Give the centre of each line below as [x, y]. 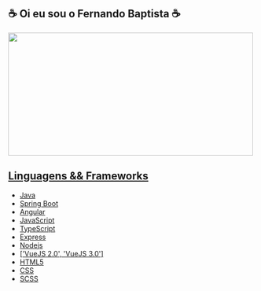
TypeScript [37, 228]
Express [33, 237]
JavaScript [37, 220]
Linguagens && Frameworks [78, 176]
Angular [32, 212]
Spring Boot [39, 203]
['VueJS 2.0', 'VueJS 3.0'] [61, 253]
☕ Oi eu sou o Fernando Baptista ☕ [94, 14]
